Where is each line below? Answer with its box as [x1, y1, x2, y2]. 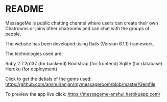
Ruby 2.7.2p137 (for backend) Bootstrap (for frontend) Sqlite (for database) [5, 60, 162, 66]
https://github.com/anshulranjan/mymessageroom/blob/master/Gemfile [5, 81, 156, 87]
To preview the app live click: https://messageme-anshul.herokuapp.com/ [5, 91, 161, 97]
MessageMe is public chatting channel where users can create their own [5, 20, 158, 26]
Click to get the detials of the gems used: [5, 75, 92, 82]
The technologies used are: [5, 50, 63, 57]
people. [5, 31, 21, 37]
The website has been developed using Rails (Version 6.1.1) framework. [5, 40, 154, 46]
